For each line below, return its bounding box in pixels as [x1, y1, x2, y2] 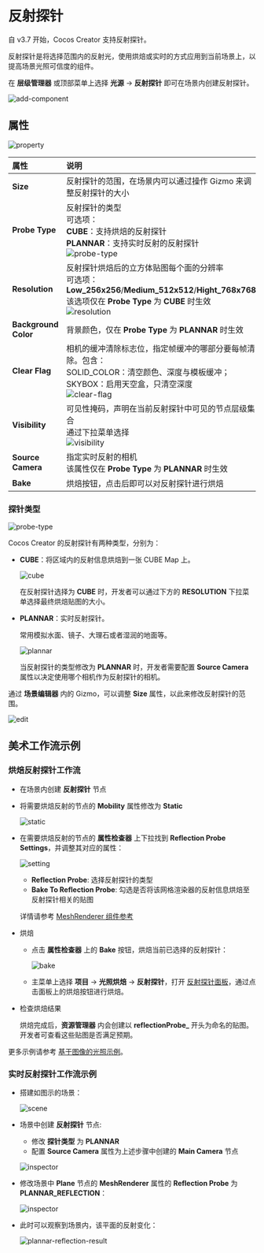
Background [12, 318, 59, 329]
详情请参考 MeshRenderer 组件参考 [19, 911, 134, 920]
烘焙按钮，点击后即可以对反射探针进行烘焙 [66, 478, 224, 489]
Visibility [12, 419, 46, 430]
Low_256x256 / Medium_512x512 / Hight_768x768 [66, 284, 257, 296]
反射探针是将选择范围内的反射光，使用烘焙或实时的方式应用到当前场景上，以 [8, 51, 256, 61]
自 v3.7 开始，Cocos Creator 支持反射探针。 [8, 35, 151, 44]
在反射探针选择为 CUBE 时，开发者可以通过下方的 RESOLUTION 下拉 [19, 587, 243, 597]
